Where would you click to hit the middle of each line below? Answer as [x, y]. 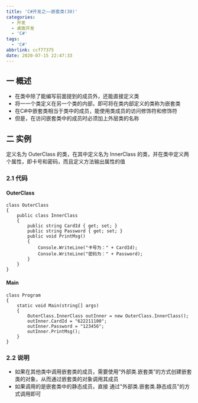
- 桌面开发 [23, 28]
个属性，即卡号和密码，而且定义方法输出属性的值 [66, 162]
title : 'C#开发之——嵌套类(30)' [42, 12]
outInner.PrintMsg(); [54, 331]
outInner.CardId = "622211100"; [67, 321]
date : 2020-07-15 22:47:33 [39, 56]
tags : [13, 39]
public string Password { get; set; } [75, 231]
